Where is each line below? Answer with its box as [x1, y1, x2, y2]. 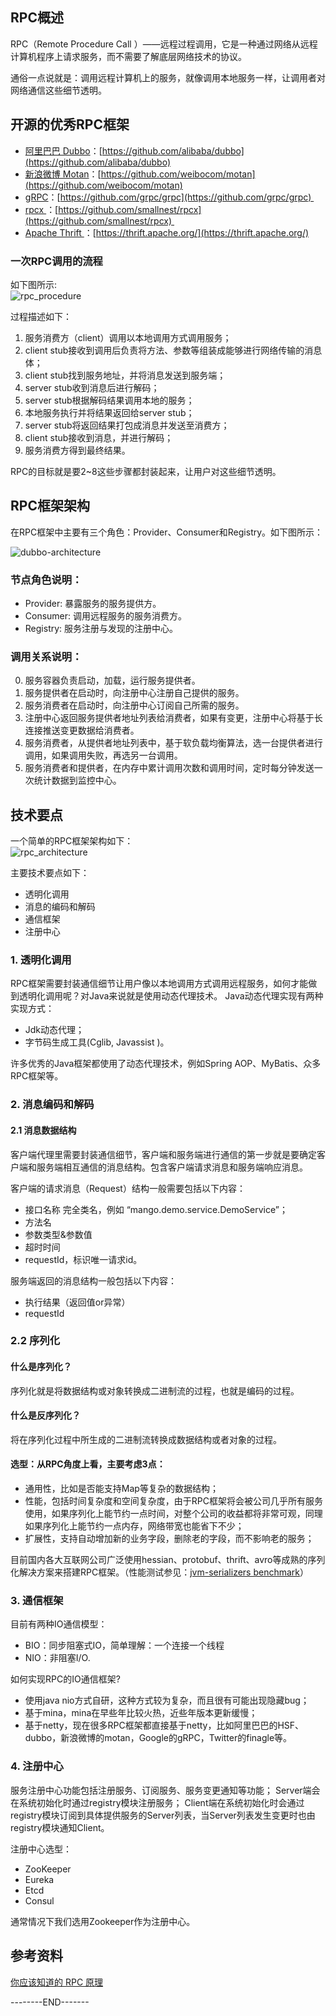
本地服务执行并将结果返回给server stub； [24, 406, 195, 418]
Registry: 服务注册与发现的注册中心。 [24, 623, 179, 635]
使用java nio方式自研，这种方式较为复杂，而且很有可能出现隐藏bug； [24, 1694, 310, 1707]
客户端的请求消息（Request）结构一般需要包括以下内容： [10, 1182, 246, 1194]
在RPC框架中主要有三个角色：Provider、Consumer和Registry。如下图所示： [10, 526, 324, 538]
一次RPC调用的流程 [10, 254, 103, 268]
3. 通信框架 [10, 1594, 64, 1608]
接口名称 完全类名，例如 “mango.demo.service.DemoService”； [24, 1203, 288, 1215]
